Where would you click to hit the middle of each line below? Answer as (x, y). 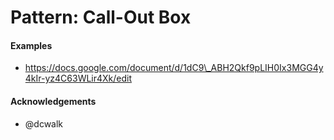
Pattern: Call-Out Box (101, 17)
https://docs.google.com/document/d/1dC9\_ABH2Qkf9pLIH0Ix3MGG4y (174, 68)
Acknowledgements (53, 101)
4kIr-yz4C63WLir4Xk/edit (78, 78)
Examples (31, 45)
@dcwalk (44, 123)
